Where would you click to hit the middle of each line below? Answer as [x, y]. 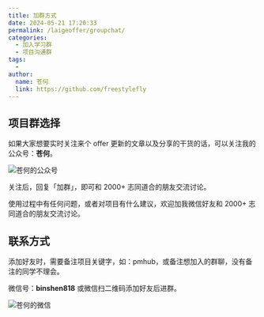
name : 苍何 [32, 81]
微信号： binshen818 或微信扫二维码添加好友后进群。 [95, 288]
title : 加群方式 [32, 15]
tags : [17, 60]
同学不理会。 [43, 271]
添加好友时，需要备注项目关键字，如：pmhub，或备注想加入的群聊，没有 [127, 261]
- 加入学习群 [34, 45]
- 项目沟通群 [34, 52]
